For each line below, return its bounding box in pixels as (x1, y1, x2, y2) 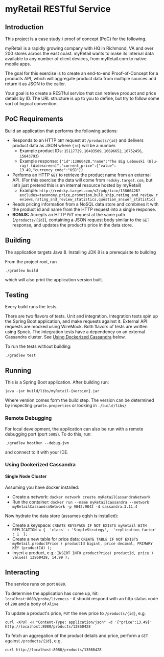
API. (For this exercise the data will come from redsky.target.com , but (12, 177, 153, 183)
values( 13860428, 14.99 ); (12, 555, 70, 560)
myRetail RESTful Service (5, 3, 111, 15)
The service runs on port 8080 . (5, 581, 67, 587)
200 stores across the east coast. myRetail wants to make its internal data (5, 50, 154, 56)
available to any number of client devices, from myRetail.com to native (5, 56, 147, 62)
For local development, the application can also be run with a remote (5, 426, 143, 431)
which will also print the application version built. (5, 276, 104, 282)
